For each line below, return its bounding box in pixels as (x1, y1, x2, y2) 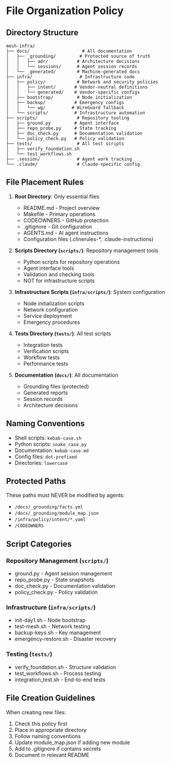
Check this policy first (14, 720, 67, 727)
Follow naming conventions (14, 732, 81, 739)
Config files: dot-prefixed (14, 453, 77, 460)
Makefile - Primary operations (23, 210, 95, 217)
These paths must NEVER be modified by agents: (6, 492, 125, 499)
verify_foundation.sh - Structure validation (14, 663, 117, 671)
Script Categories (6, 539, 72, 549)
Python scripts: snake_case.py (14, 440, 87, 447)
